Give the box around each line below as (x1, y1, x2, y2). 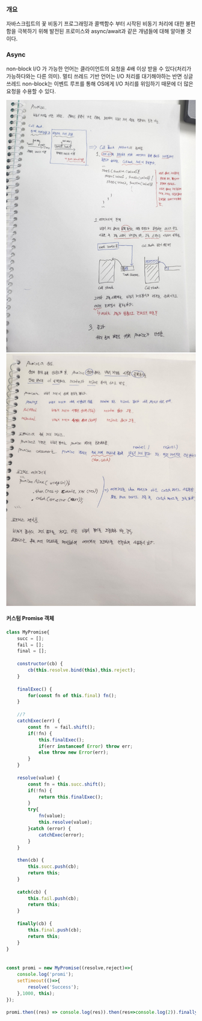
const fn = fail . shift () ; (28, 724, 96, 730)
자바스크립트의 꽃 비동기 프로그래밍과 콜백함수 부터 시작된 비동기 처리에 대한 (6, 20, 185, 28)
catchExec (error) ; (38, 832, 85, 838)
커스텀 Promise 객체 (6, 615, 54, 622)
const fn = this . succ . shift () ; (28, 781, 106, 787)
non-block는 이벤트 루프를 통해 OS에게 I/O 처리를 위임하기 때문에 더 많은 (22, 80, 194, 87)
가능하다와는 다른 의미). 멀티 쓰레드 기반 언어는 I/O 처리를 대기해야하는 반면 (6, 72, 182, 79)
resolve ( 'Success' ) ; (28, 984, 79, 990)
